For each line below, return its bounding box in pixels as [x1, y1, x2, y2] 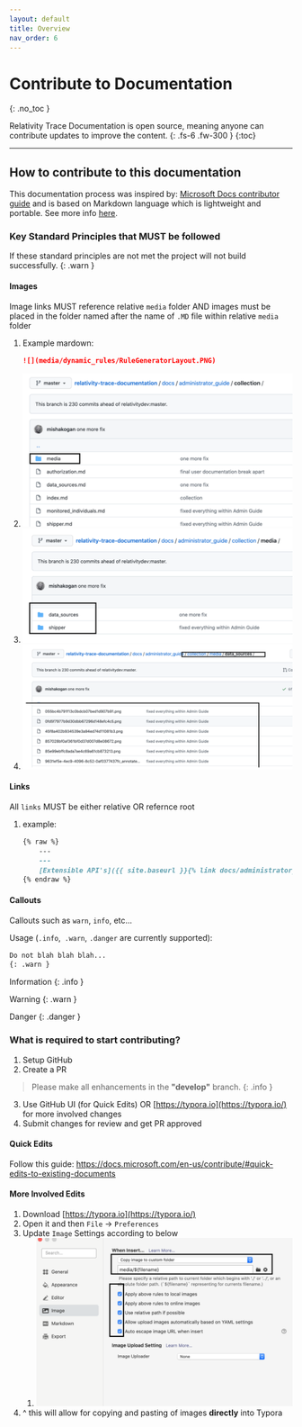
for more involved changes [22, 1108, 122, 1119]
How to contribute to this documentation [9, 165, 242, 180]
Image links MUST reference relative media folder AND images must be [9, 301, 271, 312]
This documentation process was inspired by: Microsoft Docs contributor [9, 189, 280, 200]
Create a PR [22, 1063, 67, 1075]
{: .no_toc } [9, 104, 50, 114]
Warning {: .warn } [9, 994, 77, 1005]
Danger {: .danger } [9, 1011, 81, 1022]
